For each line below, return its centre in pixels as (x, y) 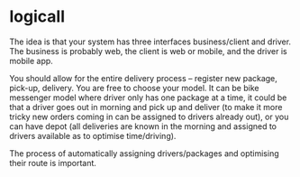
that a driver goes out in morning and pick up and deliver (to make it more (146, 107)
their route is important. (53, 163)
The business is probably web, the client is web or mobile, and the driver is (148, 51)
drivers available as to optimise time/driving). (93, 135)
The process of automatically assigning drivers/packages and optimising (144, 153)
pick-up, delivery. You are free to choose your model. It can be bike (134, 88)
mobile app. (32, 61)
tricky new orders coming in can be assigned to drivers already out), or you (149, 116)
